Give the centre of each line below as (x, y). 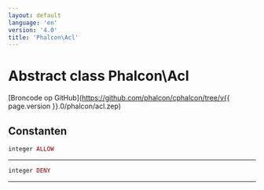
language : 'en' (33, 23)
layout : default (35, 15)
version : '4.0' (33, 30)
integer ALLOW (31, 149)
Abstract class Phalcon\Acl (99, 76)
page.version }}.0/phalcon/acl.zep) (65, 106)
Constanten (38, 131)
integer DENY (29, 170)
